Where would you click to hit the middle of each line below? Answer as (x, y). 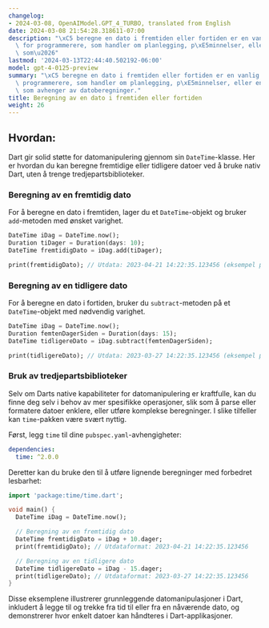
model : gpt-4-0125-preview (53, 68)
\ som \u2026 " (37, 53)
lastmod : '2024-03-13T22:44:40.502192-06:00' (85, 61)
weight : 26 (26, 105)
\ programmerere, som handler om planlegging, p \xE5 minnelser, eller (134, 83)
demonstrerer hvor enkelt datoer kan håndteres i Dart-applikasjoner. (121, 616)
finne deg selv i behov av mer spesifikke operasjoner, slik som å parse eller (132, 402)
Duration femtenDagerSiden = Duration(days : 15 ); (93, 334)
